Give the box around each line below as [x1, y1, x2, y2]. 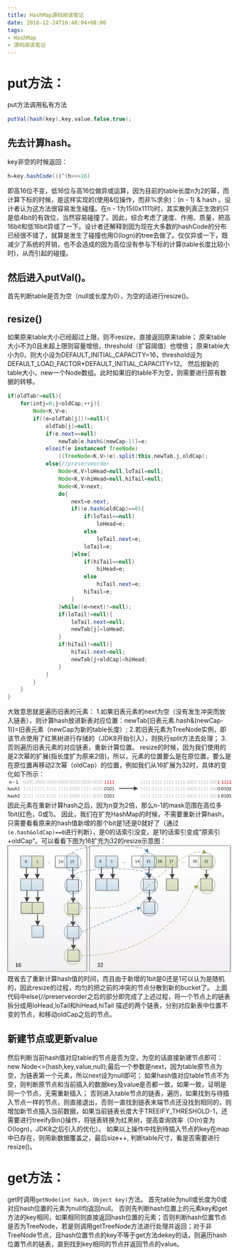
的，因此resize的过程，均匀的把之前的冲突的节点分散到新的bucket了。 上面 [7, 983, 228, 992]
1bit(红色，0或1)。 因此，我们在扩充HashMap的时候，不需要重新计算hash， [7, 810, 228, 818]
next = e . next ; [70, 498, 110, 505]
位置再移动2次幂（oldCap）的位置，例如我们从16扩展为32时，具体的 [19, 761, 221, 770]
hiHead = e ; [96, 566, 126, 573]
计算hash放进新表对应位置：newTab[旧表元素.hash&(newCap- [41, 716, 224, 725]
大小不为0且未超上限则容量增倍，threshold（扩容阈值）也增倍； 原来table [7, 342, 224, 350]
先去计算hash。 [7, 137, 77, 149]
